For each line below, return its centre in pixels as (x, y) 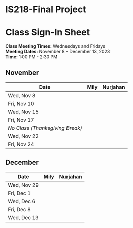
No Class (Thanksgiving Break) (45, 128)
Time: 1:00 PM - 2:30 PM (31, 57)
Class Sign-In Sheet (47, 32)
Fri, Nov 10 (21, 103)
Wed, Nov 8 (22, 95)
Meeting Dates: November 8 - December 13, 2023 (58, 52)
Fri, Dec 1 (19, 193)
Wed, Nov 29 (23, 185)
